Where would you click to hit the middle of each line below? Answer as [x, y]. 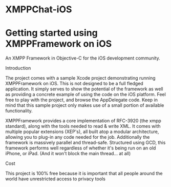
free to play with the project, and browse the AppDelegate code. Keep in [81, 100]
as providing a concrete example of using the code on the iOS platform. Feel [86, 95]
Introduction [18, 68]
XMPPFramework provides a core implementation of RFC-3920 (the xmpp [83, 121]
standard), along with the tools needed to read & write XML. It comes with [83, 126]
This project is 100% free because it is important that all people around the [84, 174]
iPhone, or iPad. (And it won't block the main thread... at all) [68, 154]
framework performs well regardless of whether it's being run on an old [81, 148]
